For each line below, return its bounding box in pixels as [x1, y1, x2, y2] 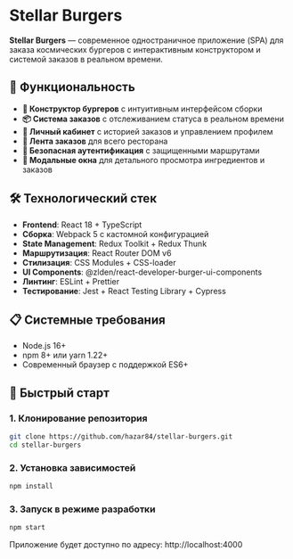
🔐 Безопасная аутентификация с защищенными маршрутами [21, 144, 260, 156]
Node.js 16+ [21, 341, 67, 351]
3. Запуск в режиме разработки [9, 503, 156, 515]
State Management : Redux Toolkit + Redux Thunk [21, 238, 208, 249]
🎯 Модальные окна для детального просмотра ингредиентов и [21, 154, 265, 165]
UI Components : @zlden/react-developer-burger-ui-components [21, 267, 263, 277]
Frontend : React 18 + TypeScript [21, 219, 142, 230]
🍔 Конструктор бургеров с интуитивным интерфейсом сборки [21, 103, 263, 114]
